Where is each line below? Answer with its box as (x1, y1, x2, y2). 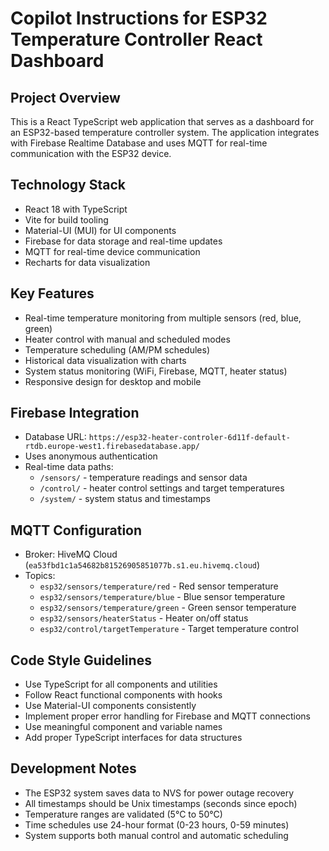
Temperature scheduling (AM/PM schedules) (24, 343, 210, 356)
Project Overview (10, 89, 121, 106)
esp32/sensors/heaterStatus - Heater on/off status (39, 612, 249, 624)
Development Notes (10, 760, 137, 777)
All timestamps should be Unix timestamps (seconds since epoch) (24, 797, 298, 809)
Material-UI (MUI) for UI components (24, 224, 177, 236)
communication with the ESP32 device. (10, 148, 172, 159)
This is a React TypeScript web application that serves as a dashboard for (10, 116, 315, 127)
